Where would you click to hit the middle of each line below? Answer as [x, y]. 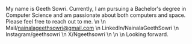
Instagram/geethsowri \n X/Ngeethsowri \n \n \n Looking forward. [87, 34]
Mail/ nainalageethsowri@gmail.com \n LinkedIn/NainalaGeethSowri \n [92, 28]
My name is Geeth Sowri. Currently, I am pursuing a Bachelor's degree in [96, 9]
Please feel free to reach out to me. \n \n [56, 21]
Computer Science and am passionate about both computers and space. [96, 15]
